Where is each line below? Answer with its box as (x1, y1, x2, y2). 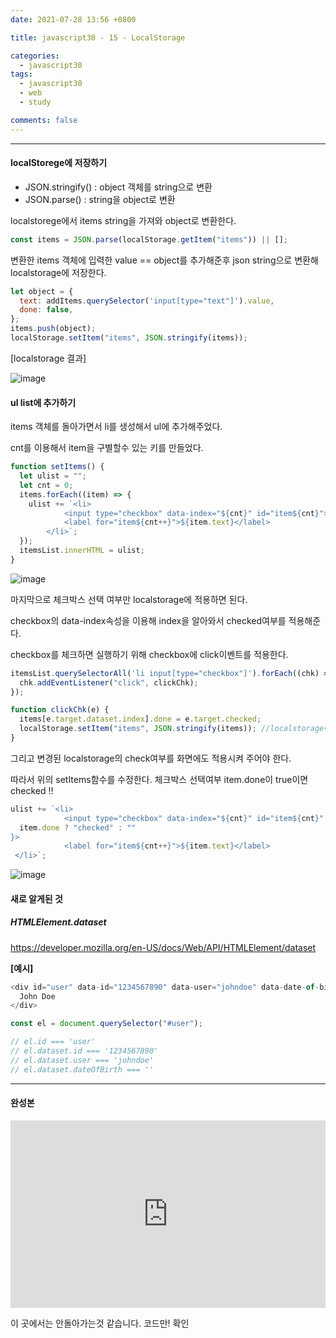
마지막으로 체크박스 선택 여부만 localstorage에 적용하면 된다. (10, 593, 248, 605)
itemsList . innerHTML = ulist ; (19, 546, 145, 556)
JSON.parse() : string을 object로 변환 (24, 193, 176, 205)
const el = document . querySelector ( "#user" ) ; (10, 1019, 203, 1029)
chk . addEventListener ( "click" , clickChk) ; (19, 677, 199, 688)
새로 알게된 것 (10, 892, 63, 905)
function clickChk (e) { (10, 705, 110, 715)
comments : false (10, 115, 78, 125)
